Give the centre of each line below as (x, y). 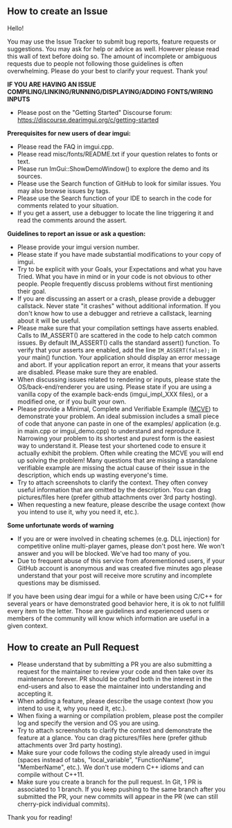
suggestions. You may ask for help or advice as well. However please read (113, 48)
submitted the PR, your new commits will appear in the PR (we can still (117, 796)
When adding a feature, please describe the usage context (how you (115, 701)
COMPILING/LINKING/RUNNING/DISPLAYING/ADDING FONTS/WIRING (110, 91)
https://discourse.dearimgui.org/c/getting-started (88, 120)
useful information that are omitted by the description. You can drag (114, 489)
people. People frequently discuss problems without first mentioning (115, 284)
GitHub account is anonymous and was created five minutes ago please (120, 568)
